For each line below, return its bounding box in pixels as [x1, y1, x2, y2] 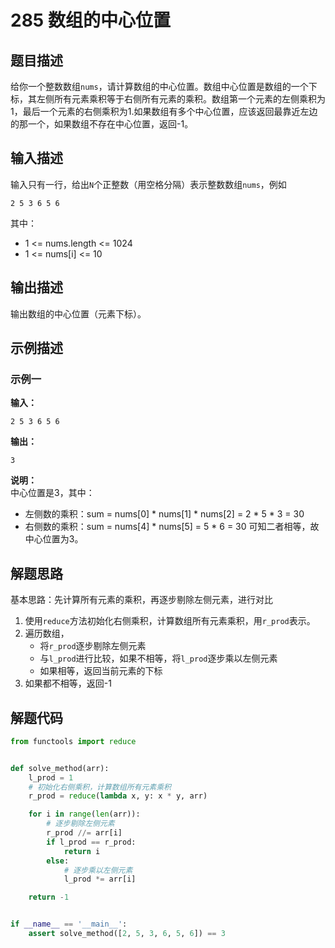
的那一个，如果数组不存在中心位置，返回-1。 [10, 118, 194, 130]
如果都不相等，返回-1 [24, 677, 112, 690]
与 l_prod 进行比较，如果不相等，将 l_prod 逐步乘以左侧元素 [39, 652, 278, 665]
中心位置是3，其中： [10, 487, 95, 499]
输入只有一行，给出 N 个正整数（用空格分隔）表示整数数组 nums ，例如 [10, 178, 287, 190]
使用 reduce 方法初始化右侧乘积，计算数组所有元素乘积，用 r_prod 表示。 [24, 615, 316, 627]
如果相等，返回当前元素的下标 [39, 665, 163, 677]
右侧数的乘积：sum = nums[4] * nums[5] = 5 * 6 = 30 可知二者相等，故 [24, 521, 320, 533]
